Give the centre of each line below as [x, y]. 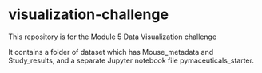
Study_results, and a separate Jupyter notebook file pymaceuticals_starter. [131, 60]
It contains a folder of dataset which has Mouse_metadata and [111, 52]
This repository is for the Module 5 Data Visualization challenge [113, 36]
